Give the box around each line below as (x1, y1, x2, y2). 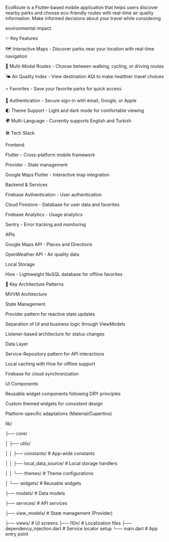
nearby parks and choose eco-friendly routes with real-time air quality (5, 10, 154, 16)
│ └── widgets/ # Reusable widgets (5, 480, 81, 486)
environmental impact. (5, 25, 53, 31)
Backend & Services (5, 182, 48, 188)
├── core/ (5, 431, 28, 436)
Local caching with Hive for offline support (5, 361, 96, 367)
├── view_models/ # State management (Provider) (5, 510, 113, 516)
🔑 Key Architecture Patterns (5, 281, 64, 287)
